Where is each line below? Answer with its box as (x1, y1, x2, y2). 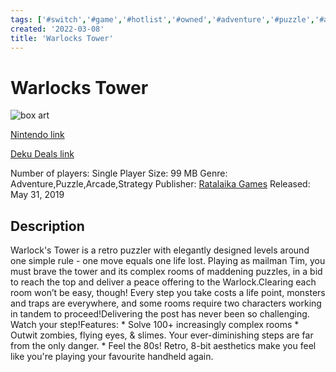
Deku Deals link (10, 148, 75, 160)
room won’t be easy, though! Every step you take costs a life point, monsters (10, 287, 326, 299)
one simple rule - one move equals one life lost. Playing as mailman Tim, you (10, 255, 326, 267)
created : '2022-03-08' (10, 24, 105, 34)
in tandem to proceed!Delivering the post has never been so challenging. (10, 308, 310, 320)
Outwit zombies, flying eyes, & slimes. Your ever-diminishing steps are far (10, 329, 314, 341)
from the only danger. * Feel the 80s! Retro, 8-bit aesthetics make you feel (10, 340, 317, 352)
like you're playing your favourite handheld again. (10, 351, 214, 363)
